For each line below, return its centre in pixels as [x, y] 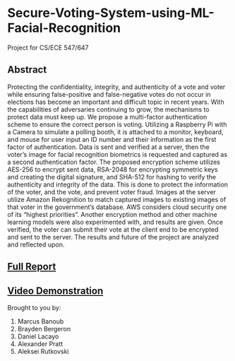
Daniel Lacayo [38, 336]
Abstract [27, 70]
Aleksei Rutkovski [43, 351]
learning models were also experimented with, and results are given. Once [115, 222]
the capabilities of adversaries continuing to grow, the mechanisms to [108, 109]
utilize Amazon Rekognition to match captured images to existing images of [117, 199]
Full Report [32, 267]
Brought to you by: [34, 307]
